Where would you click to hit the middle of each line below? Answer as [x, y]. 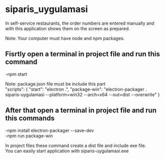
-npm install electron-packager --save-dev [50, 130]
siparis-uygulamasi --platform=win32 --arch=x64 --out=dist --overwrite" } [82, 95]
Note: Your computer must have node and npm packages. [65, 38]
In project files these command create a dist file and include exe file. [76, 145]
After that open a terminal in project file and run [81, 110]
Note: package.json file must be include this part [55, 84]
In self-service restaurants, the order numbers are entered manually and [80, 23]
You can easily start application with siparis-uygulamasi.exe [67, 151]
